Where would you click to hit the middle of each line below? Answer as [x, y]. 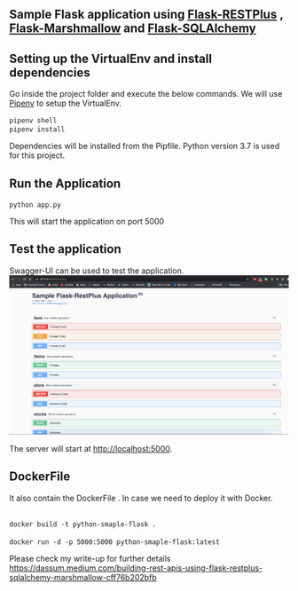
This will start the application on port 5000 [87, 222]
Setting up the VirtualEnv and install [111, 58]
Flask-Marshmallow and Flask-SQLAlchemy [133, 29]
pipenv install [37, 130]
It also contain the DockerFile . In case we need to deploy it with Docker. [141, 498]
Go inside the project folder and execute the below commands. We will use [146, 94]
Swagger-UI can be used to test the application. [97, 271]
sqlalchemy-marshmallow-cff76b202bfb [83, 577]
